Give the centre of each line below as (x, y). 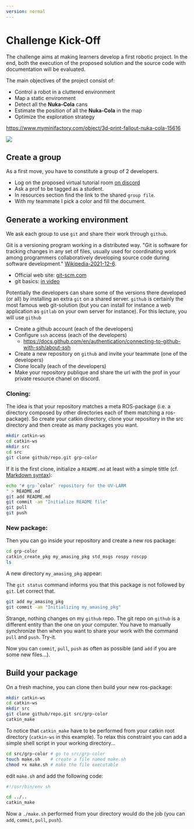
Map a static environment (45, 98)
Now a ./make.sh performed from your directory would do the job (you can (96, 814)
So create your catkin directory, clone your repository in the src (107, 419)
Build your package (42, 673)
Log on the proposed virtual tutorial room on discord (77, 183)
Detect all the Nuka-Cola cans (51, 104)
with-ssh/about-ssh (47, 348)
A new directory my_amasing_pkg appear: (54, 573)
